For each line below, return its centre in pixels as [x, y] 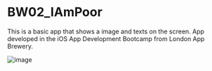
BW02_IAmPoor [55, 12]
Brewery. [20, 46]
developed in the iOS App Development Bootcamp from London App [106, 38]
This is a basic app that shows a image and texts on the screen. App [106, 31]
